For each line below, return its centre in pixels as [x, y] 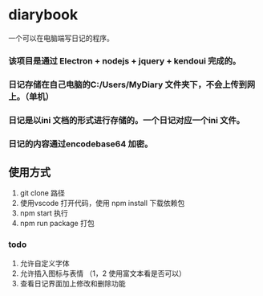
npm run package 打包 [57, 224]
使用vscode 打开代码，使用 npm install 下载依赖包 [102, 203]
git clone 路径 [42, 193]
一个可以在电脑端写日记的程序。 [61, 38]
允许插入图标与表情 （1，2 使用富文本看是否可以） [103, 273]
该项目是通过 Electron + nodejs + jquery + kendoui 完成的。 [125, 60]
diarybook [43, 15]
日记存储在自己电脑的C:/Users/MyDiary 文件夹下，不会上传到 [127, 84]
